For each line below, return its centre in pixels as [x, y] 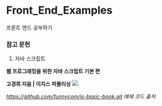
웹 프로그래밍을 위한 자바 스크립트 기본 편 [53, 71]
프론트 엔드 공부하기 [29, 27]
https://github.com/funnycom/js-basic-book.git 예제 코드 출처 [81, 96]
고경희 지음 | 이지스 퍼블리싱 [39, 84]
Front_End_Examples [60, 10]
